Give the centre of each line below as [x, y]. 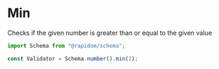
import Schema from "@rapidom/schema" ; [66, 46]
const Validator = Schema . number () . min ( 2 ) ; [73, 58]
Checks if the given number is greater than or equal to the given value [110, 33]
